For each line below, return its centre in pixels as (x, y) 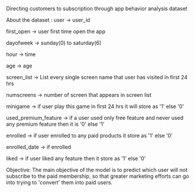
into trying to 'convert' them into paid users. (60, 182)
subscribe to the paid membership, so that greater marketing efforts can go (98, 176)
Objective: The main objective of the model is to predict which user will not (97, 170)
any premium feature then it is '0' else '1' (55, 124)
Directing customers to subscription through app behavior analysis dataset (97, 9)
